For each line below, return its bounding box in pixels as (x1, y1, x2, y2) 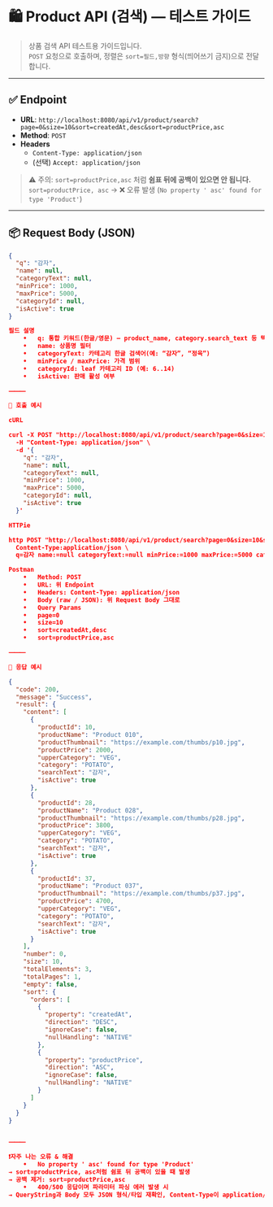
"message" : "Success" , (15, 693, 93, 701)
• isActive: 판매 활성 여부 (23, 372, 115, 381)
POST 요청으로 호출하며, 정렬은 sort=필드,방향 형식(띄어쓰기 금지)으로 (28, 50, 245, 61)
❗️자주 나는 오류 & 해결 (8, 1153, 74, 1161)
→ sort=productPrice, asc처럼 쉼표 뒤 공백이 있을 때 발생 (8, 1168, 191, 1176)
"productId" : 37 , (37, 874, 96, 882)
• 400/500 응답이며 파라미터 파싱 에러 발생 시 (23, 1183, 169, 1192)
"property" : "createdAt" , (44, 1010, 132, 1019)
